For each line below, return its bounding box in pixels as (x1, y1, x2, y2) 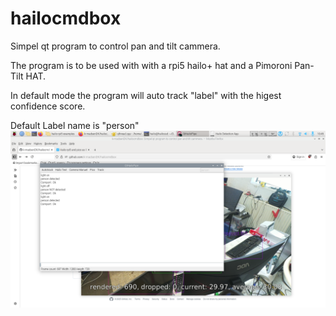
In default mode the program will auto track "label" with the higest (10, 89, 282, 101)
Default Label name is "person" (10, 119, 140, 131)
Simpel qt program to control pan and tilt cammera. (10, 40, 221, 52)
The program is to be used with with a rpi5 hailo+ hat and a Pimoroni (10, 59, 293, 71)
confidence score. (10, 100, 86, 112)
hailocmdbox (10, 7, 122, 30)
